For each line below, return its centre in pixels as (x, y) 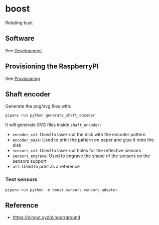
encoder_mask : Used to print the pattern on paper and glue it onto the (83, 140)
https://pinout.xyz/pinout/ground (46, 217)
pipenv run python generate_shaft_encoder (50, 116)
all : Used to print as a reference (46, 167)
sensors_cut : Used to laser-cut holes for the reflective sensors (77, 151)
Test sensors (21, 180)
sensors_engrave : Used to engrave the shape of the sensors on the (81, 156)
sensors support (29, 161)
